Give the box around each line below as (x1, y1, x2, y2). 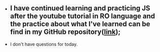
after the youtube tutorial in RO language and (10, 12, 155, 21)
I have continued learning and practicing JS (10, 4, 150, 13)
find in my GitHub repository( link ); (10, 28, 121, 36)
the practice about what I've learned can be (10, 20, 150, 28)
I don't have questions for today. (10, 41, 78, 47)
